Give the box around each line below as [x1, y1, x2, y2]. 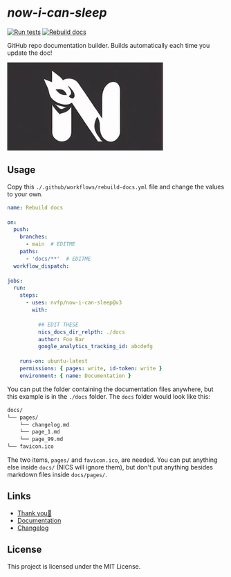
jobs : [7, 277, 23, 284]
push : [13, 226, 30, 233]
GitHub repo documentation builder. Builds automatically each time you [7, 41, 210, 49]
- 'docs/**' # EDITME [25, 255, 91, 262]
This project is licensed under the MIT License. [7, 562, 141, 570]
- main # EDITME [25, 241, 76, 248]
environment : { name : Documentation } [19, 372, 131, 379]
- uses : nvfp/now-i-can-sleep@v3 [25, 300, 122, 307]
